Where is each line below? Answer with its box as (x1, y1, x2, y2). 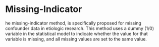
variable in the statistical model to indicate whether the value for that (5, 30, 148, 36)
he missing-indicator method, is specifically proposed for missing (5, 20, 141, 26)
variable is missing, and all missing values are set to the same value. (5, 36, 147, 42)
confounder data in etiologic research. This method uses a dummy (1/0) (5, 25, 154, 31)
